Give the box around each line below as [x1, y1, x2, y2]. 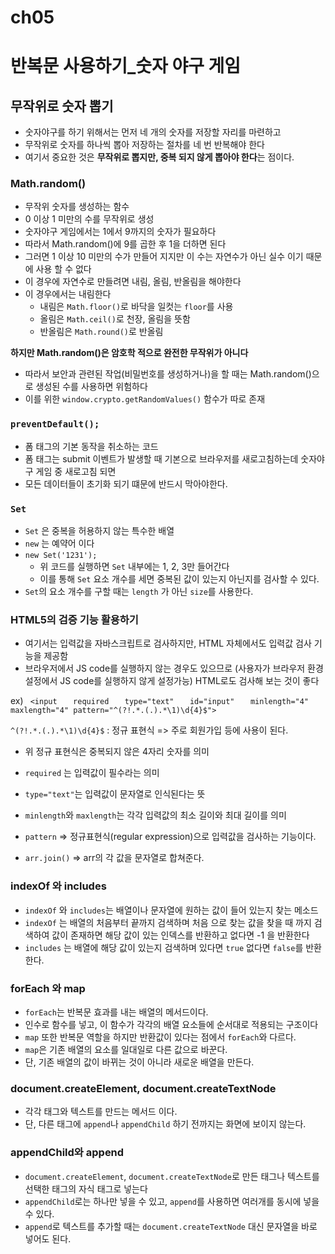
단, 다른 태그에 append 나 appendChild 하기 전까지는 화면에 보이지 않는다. [24, 1118, 307, 1130]
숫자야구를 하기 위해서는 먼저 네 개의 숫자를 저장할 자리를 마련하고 [24, 126, 282, 138]
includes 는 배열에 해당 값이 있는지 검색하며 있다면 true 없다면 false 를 [24, 941, 304, 953]
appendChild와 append [10, 1146, 125, 1160]
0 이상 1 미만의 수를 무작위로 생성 [24, 213, 155, 225]
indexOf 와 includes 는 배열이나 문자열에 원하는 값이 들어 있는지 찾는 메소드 [24, 904, 319, 916]
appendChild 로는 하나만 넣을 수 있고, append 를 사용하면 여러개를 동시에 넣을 [24, 1195, 320, 1207]
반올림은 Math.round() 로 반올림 [39, 326, 164, 338]
